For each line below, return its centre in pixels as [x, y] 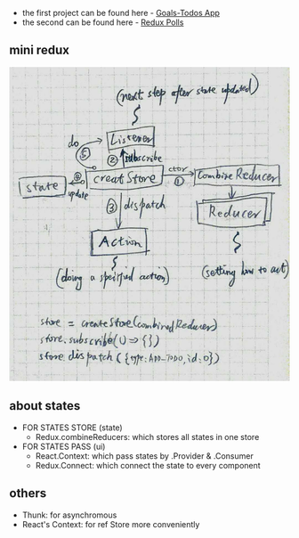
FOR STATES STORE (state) [72, 428]
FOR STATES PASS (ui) [64, 446]
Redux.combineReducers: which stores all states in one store [147, 436]
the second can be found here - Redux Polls [103, 22]
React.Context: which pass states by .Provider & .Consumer [144, 456]
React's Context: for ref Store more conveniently [111, 524]
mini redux [39, 50]
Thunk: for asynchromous [69, 515]
